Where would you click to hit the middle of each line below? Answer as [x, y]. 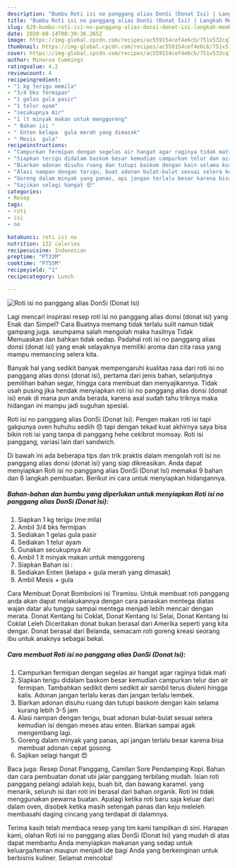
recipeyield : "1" [33, 270]
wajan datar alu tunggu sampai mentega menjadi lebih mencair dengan [110, 608]
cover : [17, 54]
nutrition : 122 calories [44, 244]
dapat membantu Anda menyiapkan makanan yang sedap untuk [100, 843]
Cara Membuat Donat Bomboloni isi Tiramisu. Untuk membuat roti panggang [118, 593]
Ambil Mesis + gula [45, 579]
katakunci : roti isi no [42, 237]
